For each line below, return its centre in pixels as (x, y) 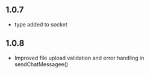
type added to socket (41, 24)
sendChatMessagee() (41, 64)
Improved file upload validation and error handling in (79, 58)
